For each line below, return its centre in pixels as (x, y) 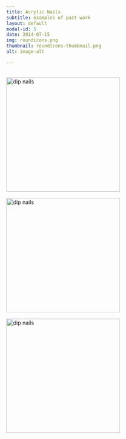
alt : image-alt (25, 52)
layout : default (27, 23)
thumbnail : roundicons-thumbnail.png (54, 46)
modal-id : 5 (21, 29)
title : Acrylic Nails (34, 12)
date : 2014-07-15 (28, 35)
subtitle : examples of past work (48, 18)
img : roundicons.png (32, 40)
